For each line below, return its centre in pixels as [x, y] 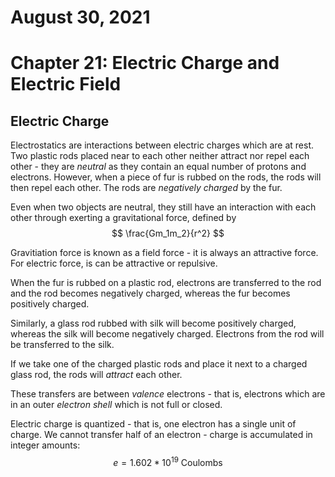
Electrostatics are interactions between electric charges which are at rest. [162, 145]
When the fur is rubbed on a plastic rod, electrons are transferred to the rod [166, 283]
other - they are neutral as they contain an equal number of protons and [158, 167]
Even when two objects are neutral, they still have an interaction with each [163, 207]
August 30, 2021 [80, 17]
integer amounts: [45, 445]
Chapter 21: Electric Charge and [145, 63]
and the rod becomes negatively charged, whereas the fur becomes [150, 293]
